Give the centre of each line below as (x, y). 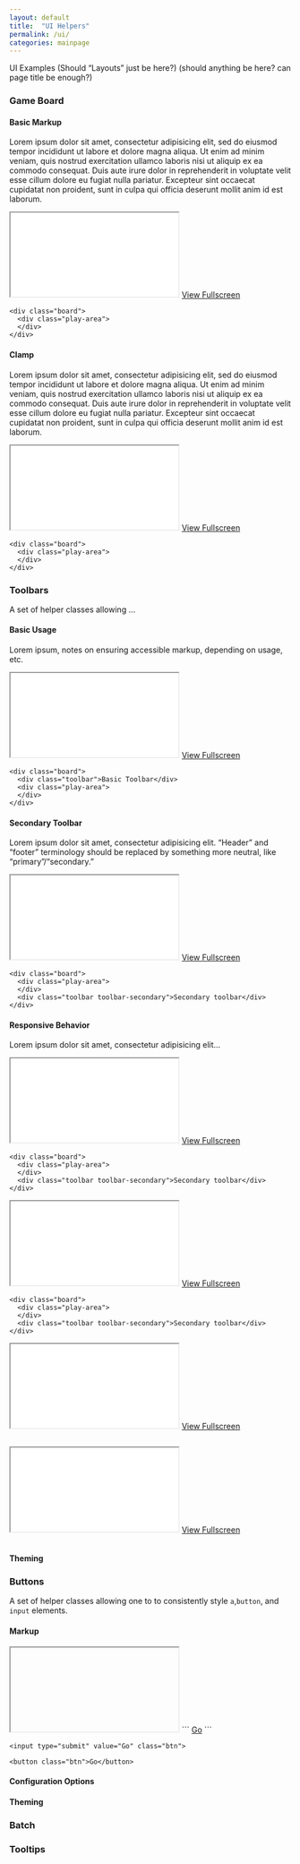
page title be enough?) (51, 78)
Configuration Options (52, 1782)
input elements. (39, 1610)
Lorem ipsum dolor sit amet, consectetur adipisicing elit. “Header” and (139, 842)
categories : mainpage (50, 43)
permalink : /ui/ (39, 34)
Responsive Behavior (50, 1025)
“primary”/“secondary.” (51, 862)
